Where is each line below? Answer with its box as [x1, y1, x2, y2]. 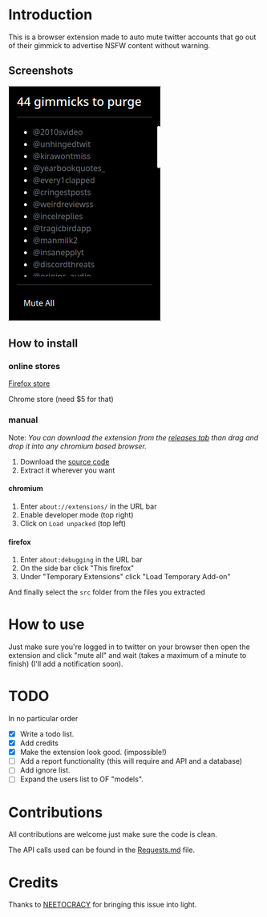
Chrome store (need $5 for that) [8, 395, 114, 404]
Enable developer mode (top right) [19, 509, 134, 519]
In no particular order [8, 714, 79, 724]
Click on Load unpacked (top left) [19, 518, 127, 528]
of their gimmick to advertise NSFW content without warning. [8, 40, 211, 50]
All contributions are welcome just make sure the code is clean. [8, 830, 218, 839]
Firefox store [8, 379, 51, 388]
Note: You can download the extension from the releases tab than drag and [8, 432, 259, 442]
